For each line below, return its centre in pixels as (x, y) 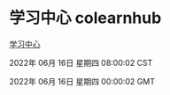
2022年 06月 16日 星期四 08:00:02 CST (81, 62)
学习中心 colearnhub (85, 18)
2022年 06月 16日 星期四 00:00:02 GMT (82, 81)
